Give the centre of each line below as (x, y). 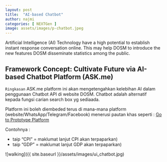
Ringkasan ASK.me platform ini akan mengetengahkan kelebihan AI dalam (80, 88)
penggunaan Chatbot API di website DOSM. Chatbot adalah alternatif (76, 94)
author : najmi (20, 19)
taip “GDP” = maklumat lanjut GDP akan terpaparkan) (67, 144)
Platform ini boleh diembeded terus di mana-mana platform (66, 109)
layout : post (19, 10)
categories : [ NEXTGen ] (31, 24)
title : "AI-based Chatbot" (34, 14)
